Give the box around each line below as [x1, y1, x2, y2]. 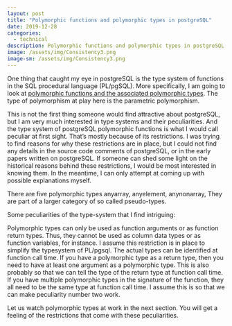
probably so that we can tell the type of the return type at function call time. [7, 268, 224, 276]
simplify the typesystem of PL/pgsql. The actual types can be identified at [7, 246, 218, 254]
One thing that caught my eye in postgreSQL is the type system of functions [7, 74, 224, 83]
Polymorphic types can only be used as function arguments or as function [7, 223, 219, 232]
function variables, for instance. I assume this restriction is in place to [7, 239, 206, 247]
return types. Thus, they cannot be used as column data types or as [7, 231, 201, 239]
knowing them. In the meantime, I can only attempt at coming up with [7, 169, 204, 177]
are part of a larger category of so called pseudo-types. [7, 197, 167, 205]
